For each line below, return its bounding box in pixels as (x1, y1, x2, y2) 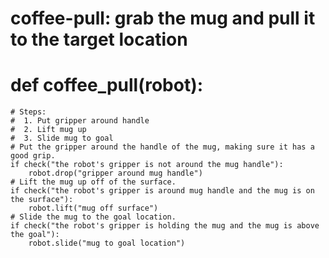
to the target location (10, 28, 188, 51)
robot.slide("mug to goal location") (28, 238, 186, 249)
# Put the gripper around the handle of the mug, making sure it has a (10, 142, 315, 152)
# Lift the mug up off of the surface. (10, 177, 177, 187)
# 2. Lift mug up (10, 125, 87, 135)
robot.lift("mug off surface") (28, 203, 159, 214)
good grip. (10, 151, 56, 161)
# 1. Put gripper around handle (10, 116, 150, 126)
